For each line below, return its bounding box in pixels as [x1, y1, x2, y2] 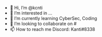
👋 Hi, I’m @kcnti [9, 5, 43, 10]
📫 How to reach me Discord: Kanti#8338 [9, 26, 95, 32]
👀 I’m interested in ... [9, 10, 52, 16]
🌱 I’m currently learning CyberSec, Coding [9, 15, 97, 21]
